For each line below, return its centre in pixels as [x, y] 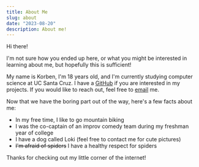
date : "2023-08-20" [31, 23]
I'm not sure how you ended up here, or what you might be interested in [97, 58]
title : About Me [27, 12]
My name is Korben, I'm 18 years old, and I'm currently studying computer [99, 76]
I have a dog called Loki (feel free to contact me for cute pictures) [98, 139]
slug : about [21, 18]
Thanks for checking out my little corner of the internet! [76, 158]
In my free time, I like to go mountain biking [69, 120]
